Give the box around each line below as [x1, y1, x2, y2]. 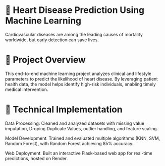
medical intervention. [5, 86, 49, 92]
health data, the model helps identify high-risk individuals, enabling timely [5, 81, 156, 87]
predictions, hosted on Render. [5, 155, 68, 161]
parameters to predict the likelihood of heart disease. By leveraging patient [5, 76, 158, 82]
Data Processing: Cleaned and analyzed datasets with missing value [5, 120, 145, 126]
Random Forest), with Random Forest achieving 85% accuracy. [5, 140, 134, 146]
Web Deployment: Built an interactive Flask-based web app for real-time [5, 150, 153, 156]
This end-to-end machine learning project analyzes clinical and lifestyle [5, 71, 152, 77]
